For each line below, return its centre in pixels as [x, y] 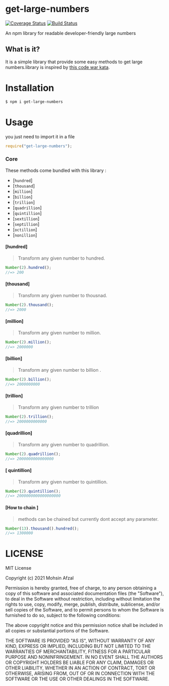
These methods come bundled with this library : [56, 170]
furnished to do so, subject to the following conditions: [63, 616]
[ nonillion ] [25, 235]
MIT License [18, 568]
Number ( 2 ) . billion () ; [29, 379]
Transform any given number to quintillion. [63, 482]
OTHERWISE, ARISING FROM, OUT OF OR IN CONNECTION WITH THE [80, 674]
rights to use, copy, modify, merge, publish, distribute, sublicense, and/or [83, 604]
